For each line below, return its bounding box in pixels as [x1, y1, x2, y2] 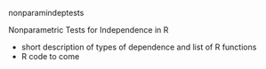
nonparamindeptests [8, 8, 85, 18]
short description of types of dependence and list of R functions [20, 42, 257, 52]
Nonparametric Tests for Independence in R [8, 25, 169, 34]
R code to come [20, 51, 80, 61]
